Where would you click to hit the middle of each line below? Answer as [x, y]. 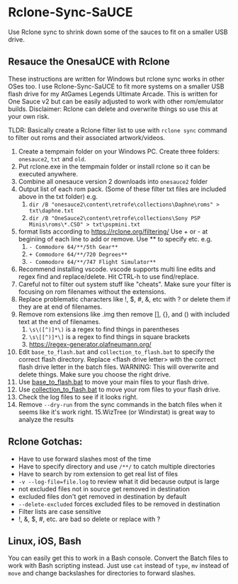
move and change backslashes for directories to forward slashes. [102, 573]
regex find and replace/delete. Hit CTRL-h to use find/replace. [108, 276]
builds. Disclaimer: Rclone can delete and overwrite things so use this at [113, 109]
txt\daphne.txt [51, 211]
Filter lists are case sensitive [59, 511]
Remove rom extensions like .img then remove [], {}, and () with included [124, 314]
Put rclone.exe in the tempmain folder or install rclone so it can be [114, 166]
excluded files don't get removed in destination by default [102, 496]
